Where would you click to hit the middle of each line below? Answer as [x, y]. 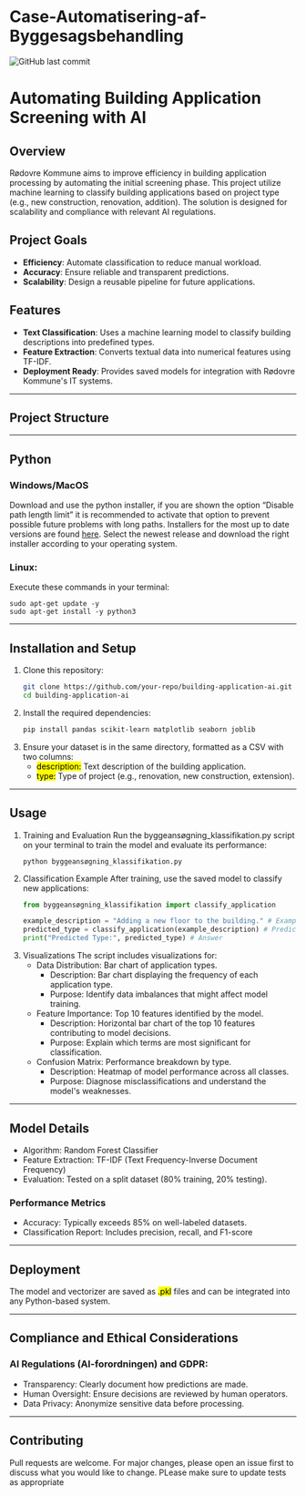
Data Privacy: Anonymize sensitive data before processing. [133, 1403]
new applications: [56, 888]
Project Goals [49, 240]
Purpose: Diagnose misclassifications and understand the [158, 1081]
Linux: [24, 567]
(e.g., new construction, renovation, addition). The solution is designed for [148, 201]
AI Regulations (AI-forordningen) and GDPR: [109, 1364]
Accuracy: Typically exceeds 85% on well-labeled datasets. [135, 1223]
